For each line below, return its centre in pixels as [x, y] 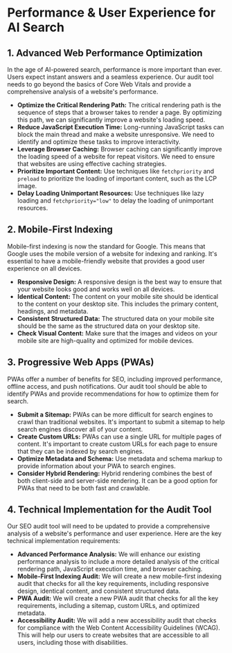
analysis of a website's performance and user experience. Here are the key [114, 533]
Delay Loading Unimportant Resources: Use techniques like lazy [110, 193]
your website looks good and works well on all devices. [96, 289]
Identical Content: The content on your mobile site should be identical [118, 296]
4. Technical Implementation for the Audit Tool [109, 510]
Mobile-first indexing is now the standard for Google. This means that [106, 246]
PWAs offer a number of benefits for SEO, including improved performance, [115, 379]
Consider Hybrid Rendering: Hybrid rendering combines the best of [115, 473]
